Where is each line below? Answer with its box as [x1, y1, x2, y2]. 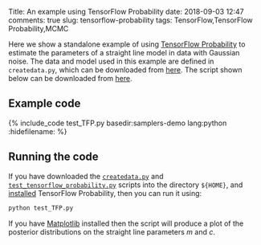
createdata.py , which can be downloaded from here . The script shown [8, 65, 243, 75]
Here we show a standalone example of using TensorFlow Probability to [8, 39, 246, 49]
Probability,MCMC [8, 24, 69, 33]
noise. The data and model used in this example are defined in [8, 56, 214, 66]
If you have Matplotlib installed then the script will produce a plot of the [8, 218, 244, 228]
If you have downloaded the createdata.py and [8, 171, 164, 181]
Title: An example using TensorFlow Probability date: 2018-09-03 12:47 [8, 7, 244, 16]
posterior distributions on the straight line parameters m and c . [8, 227, 215, 236]
